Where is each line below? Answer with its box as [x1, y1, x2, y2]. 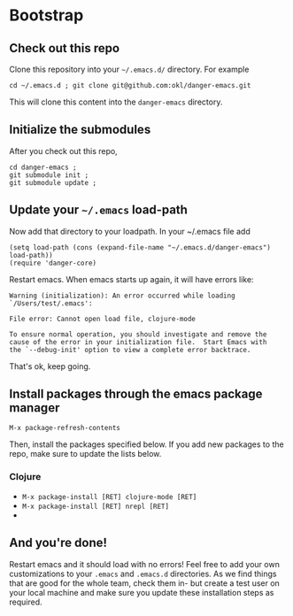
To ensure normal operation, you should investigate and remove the [9, 329, 267, 339]
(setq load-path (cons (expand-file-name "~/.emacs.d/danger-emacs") [9, 243, 272, 252]
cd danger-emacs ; [9, 163, 77, 172]
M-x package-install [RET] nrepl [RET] [21, 502, 170, 511]
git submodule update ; [9, 178, 97, 187]
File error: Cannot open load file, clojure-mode [9, 314, 197, 323]
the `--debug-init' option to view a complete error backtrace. [9, 345, 251, 354]
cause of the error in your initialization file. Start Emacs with [9, 337, 267, 346]
